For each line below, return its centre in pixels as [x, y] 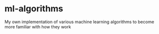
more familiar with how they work [38, 26]
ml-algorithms [34, 9]
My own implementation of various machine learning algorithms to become [79, 22]
